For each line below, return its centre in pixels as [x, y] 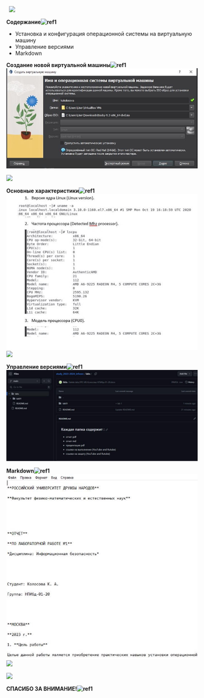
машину [25, 40]
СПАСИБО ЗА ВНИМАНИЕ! [42, 689]
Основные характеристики [43, 191]
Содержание [24, 22]
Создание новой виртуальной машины [59, 65]
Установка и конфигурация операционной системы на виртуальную [104, 34]
